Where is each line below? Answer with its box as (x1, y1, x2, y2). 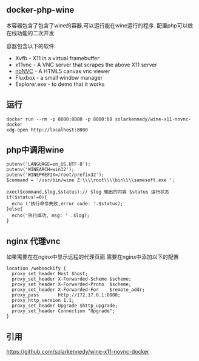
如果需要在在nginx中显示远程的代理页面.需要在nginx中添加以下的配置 (6, 253, 179, 261)
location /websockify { (6, 265, 67, 272)
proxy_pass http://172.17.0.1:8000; (12, 292, 121, 298)
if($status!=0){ (6, 194, 47, 200)
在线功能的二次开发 (6, 29, 55, 37)
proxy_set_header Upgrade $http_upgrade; (12, 303, 118, 309)
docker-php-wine (6, 5, 75, 15)
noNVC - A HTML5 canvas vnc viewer (15, 67, 110, 75)
